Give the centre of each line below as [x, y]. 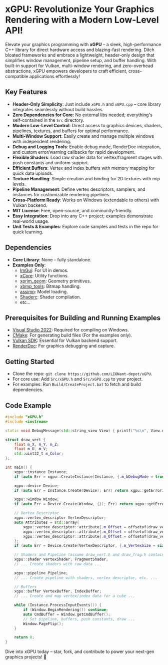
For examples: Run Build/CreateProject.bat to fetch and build [76, 385]
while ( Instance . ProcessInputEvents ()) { [58, 605]
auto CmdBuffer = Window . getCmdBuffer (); [67, 614]
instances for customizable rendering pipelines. [61, 194]
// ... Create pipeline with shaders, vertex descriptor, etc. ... [86, 578]
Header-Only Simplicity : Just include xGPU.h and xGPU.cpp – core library [87, 104]
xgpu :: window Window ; [36, 499]
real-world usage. [31, 221]
